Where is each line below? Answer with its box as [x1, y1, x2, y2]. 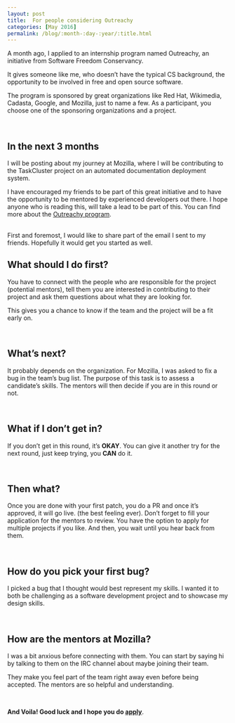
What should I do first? [7, 259, 109, 271]
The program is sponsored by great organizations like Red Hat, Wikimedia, [7, 91, 222, 100]
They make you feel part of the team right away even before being [7, 672, 199, 681]
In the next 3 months [7, 140, 100, 152]
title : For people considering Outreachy [7, 17, 133, 24]
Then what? [7, 482, 61, 494]
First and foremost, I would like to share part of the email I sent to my [7, 231, 206, 240]
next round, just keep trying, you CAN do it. [7, 449, 133, 457]
